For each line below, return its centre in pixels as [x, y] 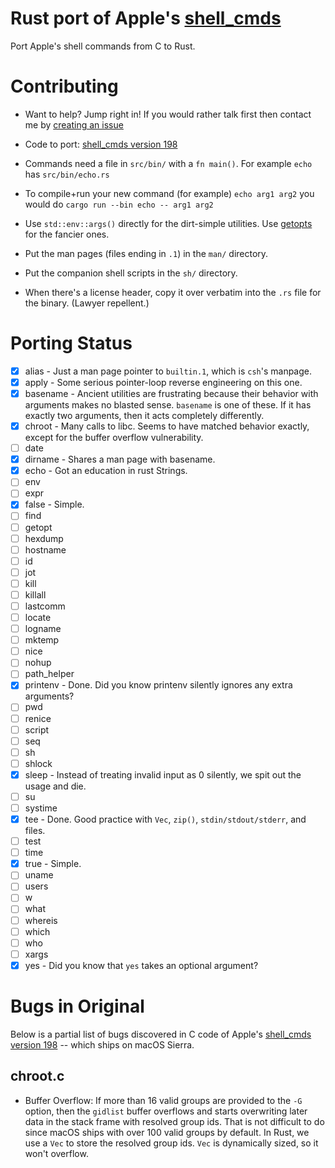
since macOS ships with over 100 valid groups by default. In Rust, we [167, 1132]
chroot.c [37, 1076]
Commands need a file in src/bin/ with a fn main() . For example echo [168, 163]
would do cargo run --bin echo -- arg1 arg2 [119, 204]
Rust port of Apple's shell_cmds [146, 18]
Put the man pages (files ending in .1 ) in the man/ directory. [146, 253]
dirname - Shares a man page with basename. [120, 459]
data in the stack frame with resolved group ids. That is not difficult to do [174, 1121]
